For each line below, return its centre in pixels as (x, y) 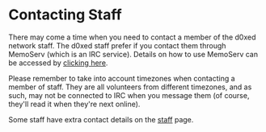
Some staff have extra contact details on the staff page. (101, 119)
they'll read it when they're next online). (74, 104)
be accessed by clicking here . (58, 63)
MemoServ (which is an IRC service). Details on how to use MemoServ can (133, 54)
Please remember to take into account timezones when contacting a (122, 78)
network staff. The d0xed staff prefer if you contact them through (117, 45)
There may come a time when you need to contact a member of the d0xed (132, 37)
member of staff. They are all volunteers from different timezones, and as (130, 87)
